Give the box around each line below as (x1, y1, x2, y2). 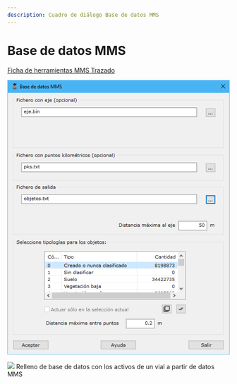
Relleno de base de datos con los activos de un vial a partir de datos (16, 363, 215, 371)
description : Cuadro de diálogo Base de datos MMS (7, 11, 159, 18)
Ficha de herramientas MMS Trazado (7, 66, 115, 74)
